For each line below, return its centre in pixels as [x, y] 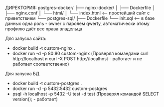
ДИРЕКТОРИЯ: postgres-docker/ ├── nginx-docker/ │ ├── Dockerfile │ [80, 8]
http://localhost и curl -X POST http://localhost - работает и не [77, 59]
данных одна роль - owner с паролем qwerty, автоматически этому [77, 23]
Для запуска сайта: [26, 38]
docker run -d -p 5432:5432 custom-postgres [60, 89]
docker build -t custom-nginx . [44, 48]
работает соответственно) [41, 64]
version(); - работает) [35, 99]
